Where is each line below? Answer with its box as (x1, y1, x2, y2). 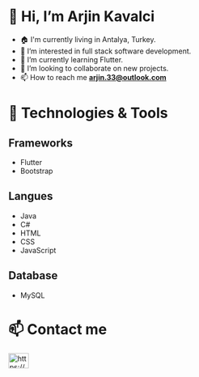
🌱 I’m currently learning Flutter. (19, 54, 124, 64)
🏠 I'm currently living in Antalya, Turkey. (19, 34, 156, 44)
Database (8, 269, 58, 282)
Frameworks (8, 136, 74, 150)
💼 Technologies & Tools (8, 104, 168, 122)
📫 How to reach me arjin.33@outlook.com (19, 72, 167, 82)
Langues (8, 189, 53, 203)
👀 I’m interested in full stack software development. (19, 46, 192, 56)
